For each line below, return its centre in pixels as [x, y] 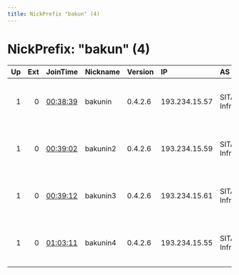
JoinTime [62, 72]
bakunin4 [101, 242]
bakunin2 [101, 149]
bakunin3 [101, 195]
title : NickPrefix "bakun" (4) [54, 14]
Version [140, 72]
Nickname [102, 72]
